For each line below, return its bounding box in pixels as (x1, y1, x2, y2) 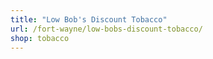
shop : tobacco (10, 33, 70, 43)
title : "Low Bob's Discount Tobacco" (10, 14, 168, 25)
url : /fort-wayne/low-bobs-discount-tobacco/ (10, 24, 203, 34)
